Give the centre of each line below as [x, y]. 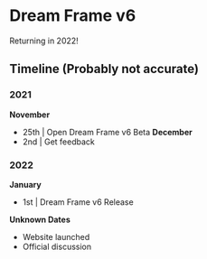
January [26, 184]
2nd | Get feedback [58, 142]
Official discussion [57, 246]
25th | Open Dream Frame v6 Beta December [107, 132]
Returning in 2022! [44, 41]
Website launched [56, 236]
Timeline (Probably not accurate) [104, 69]
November [30, 115]
